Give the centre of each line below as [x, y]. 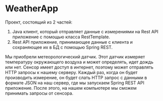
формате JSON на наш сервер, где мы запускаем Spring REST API [75, 83]
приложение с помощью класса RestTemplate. [61, 37]
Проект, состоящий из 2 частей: [39, 22]
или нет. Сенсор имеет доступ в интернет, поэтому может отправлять [79, 67]
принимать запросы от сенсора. [39, 93]
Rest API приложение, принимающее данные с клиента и [72, 42]
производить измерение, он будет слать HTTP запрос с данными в [76, 77]
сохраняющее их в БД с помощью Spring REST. [62, 47]
